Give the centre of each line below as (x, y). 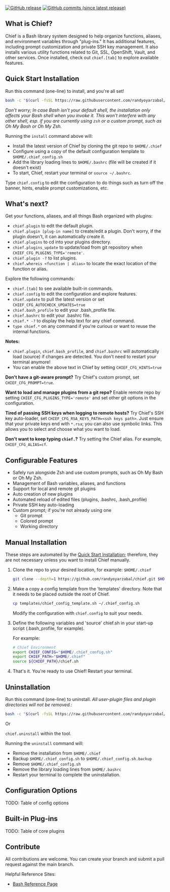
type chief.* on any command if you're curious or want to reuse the (84, 326)
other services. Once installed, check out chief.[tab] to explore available (82, 57)
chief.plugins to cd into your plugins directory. (62, 242)
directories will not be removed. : (39, 705)
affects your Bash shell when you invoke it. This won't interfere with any (80, 115)
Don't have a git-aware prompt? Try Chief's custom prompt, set (72, 377)
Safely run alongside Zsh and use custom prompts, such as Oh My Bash (88, 473)
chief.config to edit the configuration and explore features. (75, 294)
